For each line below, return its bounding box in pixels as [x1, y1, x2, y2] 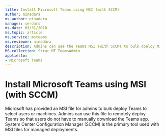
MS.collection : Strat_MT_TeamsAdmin [5, 48, 80, 53]
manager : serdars [5, 21, 41, 26]
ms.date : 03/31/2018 [5, 26, 48, 31]
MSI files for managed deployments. [5, 127, 79, 133]
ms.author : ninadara [5, 16, 48, 21]
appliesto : [5, 53, 27, 58]
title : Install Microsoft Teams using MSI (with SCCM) [5, 7, 120, 12]
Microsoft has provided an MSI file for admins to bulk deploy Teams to [5, 105, 147, 111]
